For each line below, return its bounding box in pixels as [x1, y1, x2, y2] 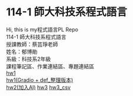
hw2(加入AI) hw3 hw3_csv [6, 84, 71, 91]
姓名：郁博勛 [6, 48, 37, 55]
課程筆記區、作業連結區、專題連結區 [6, 62, 95, 69]
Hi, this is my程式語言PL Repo [6, 26, 79, 33]
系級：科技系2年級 [6, 55, 51, 62]
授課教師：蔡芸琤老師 [6, 41, 58, 48]
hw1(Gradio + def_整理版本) [6, 76, 73, 83]
